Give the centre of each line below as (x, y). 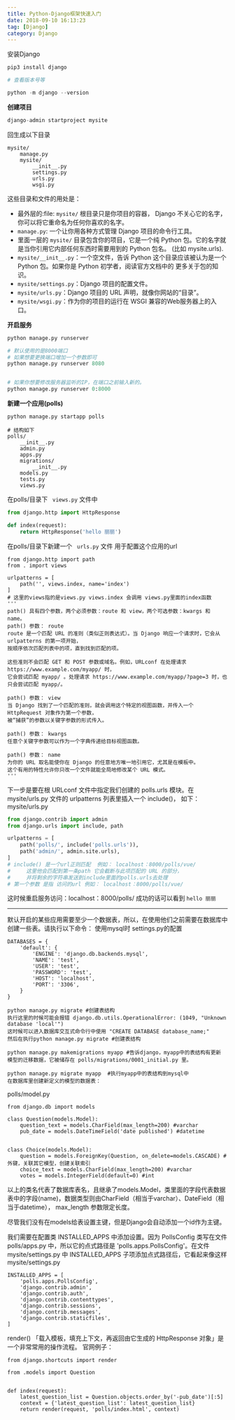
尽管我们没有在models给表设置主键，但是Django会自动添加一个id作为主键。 (116, 1222)
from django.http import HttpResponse (64, 513)
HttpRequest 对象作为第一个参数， (52, 712)
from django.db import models (51, 1107)
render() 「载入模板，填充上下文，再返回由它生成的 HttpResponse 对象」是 (115, 1338)
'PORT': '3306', (56, 985)
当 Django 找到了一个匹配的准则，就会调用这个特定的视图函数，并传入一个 (100, 705)
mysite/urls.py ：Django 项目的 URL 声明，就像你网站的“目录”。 (110, 292)
